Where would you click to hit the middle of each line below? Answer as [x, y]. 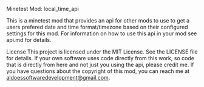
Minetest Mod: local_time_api [42, 9]
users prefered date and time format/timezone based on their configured [97, 27]
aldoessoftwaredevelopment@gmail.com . [58, 78]
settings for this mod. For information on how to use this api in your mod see [102, 33]
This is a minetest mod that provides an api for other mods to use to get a [98, 20]
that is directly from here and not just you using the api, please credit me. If [100, 64]
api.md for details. [29, 40]
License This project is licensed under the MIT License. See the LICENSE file [102, 52]
